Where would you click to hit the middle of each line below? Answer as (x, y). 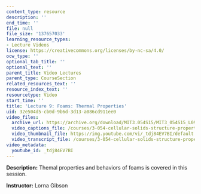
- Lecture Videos (28, 45)
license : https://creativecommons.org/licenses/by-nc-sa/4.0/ (85, 51)
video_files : (22, 117)
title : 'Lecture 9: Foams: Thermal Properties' (67, 106)
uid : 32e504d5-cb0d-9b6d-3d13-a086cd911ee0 (61, 112)
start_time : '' (25, 100)
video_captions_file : (39, 128)
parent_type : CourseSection (41, 78)
